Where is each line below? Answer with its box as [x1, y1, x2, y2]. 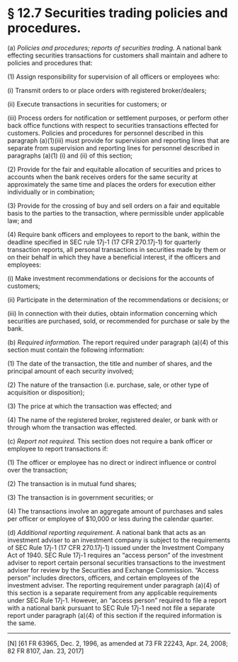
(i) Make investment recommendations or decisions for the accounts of [7, 274, 215, 282]
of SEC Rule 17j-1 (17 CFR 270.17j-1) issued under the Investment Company [7, 543, 225, 551]
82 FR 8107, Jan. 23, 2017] [7, 646, 84, 655]
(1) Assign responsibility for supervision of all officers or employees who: [7, 72, 220, 81]
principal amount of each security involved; [7, 367, 135, 375]
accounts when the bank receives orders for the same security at [7, 172, 198, 181]
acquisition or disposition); [7, 388, 85, 397]
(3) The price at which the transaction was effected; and [7, 402, 172, 410]
